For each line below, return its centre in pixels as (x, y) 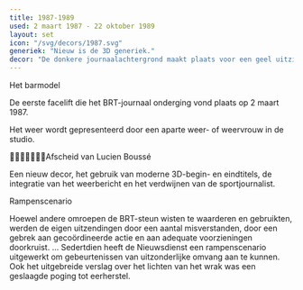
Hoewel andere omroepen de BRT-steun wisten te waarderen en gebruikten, (151, 218)
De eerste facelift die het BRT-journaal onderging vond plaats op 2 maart (144, 103)
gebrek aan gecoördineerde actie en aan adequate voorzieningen (131, 238)
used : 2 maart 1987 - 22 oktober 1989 (82, 26)
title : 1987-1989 (42, 18)
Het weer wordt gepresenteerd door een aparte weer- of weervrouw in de (147, 130)
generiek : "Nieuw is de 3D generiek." (82, 51)
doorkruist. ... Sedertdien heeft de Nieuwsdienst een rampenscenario (138, 247)
